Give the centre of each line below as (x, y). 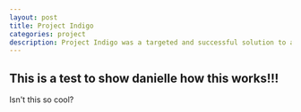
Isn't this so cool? (42, 100)
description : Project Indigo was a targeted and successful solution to (148, 42)
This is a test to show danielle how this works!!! (144, 78)
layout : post (34, 17)
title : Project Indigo (52, 26)
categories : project (48, 34)
